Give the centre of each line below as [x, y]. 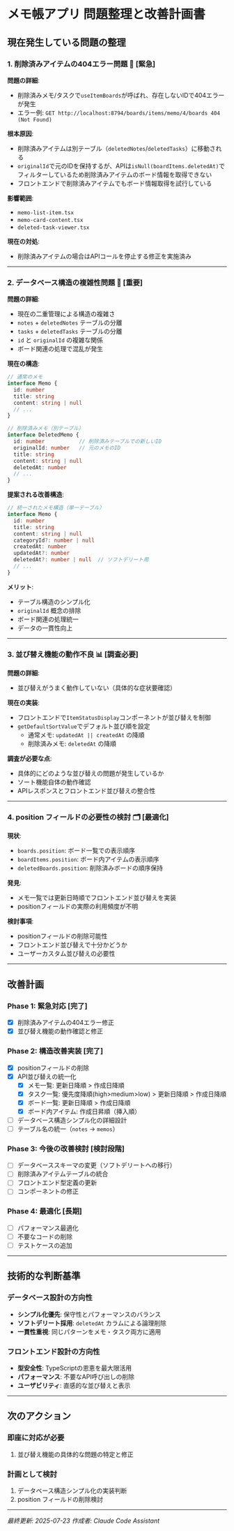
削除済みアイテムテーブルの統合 [63, 1174]
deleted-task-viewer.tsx [53, 228]
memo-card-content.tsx [50, 220]
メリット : [21, 586]
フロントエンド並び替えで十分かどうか [72, 945]
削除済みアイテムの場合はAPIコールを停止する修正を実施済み [104, 256]
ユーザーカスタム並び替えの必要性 [66, 954]
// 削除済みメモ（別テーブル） [46, 429]
